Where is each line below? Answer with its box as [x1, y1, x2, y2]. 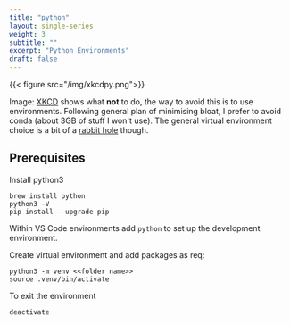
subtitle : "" [9, 37, 58, 47]
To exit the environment [9, 290, 96, 301]
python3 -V [9, 199, 50, 208]
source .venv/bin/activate [9, 274, 110, 284]
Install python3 [9, 174, 64, 185]
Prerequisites [9, 151, 86, 166]
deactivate [9, 307, 50, 317]
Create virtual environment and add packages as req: [9, 249, 205, 260]
